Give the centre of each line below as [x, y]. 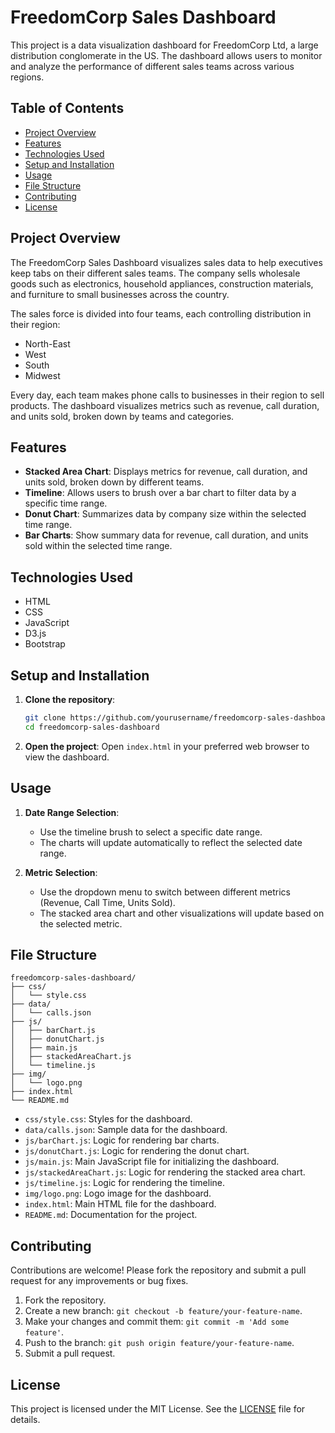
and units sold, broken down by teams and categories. [122, 416]
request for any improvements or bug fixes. [99, 1281]
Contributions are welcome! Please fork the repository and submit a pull [158, 1270]
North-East [47, 343]
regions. [27, 77]
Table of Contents [67, 108]
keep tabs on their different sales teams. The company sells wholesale [155, 273]
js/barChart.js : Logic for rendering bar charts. [122, 1140]
